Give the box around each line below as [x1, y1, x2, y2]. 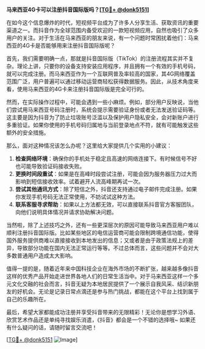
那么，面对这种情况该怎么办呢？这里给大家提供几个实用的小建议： [6, 142, 172, 149]
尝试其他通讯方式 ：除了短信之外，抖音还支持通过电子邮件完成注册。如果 [15, 186, 197, 193]
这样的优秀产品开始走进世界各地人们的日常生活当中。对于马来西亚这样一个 [6, 273, 193, 280]
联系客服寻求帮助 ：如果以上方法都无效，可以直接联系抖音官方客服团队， [15, 201, 197, 208]
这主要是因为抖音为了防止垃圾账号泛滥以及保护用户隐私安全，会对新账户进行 [6, 114, 199, 121]
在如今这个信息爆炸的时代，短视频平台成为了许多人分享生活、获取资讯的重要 [6, 19, 199, 26]
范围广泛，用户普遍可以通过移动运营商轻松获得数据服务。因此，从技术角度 [6, 78, 193, 85]
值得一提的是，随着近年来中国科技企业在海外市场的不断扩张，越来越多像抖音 [6, 265, 199, 272]
